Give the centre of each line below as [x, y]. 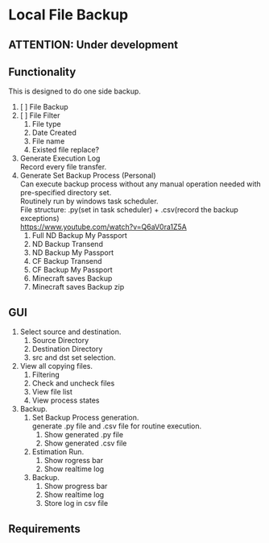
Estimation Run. [58, 452]
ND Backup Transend [67, 244]
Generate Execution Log [60, 158]
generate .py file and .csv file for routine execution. [117, 426]
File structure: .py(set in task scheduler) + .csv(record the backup [129, 210]
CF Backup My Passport [72, 270]
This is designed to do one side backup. [74, 91]
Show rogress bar [73, 461]
